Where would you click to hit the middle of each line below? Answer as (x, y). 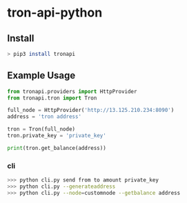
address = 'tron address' (44, 117)
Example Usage (41, 76)
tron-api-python (55, 13)
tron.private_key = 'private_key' (57, 136)
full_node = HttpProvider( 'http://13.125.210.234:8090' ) (91, 110)
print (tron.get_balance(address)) (57, 148)
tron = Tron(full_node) (41, 129)
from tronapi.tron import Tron (52, 98)
